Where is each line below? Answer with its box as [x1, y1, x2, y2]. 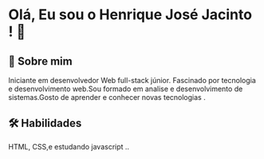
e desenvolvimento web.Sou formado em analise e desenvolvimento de [8, 84, 243, 93]
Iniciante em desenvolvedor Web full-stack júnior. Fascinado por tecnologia [8, 76, 257, 85]
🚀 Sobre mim [8, 54, 73, 68]
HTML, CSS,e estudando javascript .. [8, 141, 130, 151]
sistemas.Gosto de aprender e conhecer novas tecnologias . [8, 93, 206, 101]
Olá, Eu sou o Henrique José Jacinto [8, 6, 253, 24]
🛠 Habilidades [8, 117, 82, 130]
